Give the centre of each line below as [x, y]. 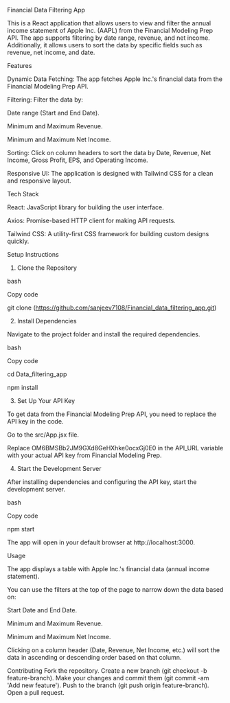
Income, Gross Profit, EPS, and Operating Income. [78, 160]
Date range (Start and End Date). [53, 113]
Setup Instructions [33, 254]
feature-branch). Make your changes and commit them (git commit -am [108, 678]
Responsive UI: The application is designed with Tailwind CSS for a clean [110, 173]
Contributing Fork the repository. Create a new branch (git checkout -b [107, 671]
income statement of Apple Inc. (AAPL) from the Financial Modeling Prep [110, 31]
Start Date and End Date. [42, 610]
